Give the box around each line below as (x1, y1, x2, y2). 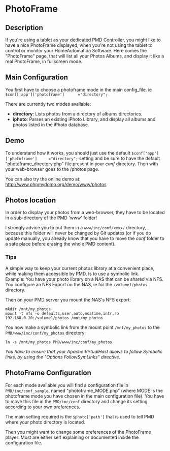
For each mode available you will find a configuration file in (5, 382, 128, 388)
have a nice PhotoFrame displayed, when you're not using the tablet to (5, 42, 153, 48)
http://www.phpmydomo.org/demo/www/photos (5, 181, 107, 187)
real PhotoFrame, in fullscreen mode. (5, 58, 83, 64)
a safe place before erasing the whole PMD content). (5, 241, 116, 247)
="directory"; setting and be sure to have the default (48, 155, 160, 161)
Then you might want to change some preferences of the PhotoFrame (5, 429, 151, 435)
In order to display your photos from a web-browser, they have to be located (5, 209, 165, 216)
